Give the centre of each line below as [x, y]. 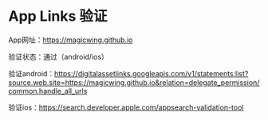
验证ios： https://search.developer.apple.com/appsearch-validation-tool [126, 107]
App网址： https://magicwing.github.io [71, 40]
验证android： [32, 73]
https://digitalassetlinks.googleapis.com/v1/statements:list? [152, 73]
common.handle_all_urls [48, 91]
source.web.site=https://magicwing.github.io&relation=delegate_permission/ [134, 82]
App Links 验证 [58, 16]
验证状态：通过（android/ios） [59, 56]
